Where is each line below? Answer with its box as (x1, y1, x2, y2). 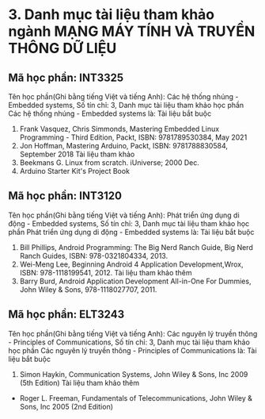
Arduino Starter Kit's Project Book (19, 167, 131, 175)
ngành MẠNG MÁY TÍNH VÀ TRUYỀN (8, 22, 256, 40)
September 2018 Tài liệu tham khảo (19, 149, 135, 159)
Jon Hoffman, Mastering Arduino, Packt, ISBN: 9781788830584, (19, 141, 228, 150)
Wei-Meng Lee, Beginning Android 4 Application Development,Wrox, (19, 259, 244, 269)
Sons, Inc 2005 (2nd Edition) (19, 402, 113, 411)
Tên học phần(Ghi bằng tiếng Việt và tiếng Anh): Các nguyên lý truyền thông (8, 329, 258, 338)
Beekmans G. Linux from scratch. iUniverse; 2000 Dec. (19, 158, 200, 167)
